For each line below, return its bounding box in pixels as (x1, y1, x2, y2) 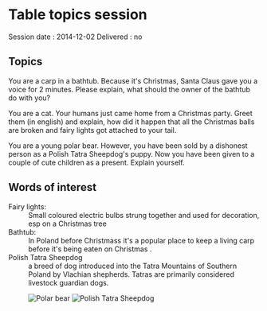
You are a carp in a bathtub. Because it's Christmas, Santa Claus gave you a (8, 76, 258, 85)
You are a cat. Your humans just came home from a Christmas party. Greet (8, 108, 253, 118)
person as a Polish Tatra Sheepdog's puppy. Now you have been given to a (8, 149, 255, 158)
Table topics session (8, 6, 147, 24)
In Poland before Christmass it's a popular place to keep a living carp (28, 235, 255, 245)
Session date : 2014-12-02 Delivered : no (8, 32, 143, 41)
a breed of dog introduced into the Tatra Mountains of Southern (28, 261, 238, 270)
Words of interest (8, 181, 97, 194)
